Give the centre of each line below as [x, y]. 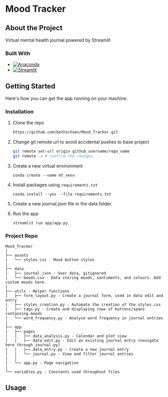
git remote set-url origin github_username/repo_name [71, 152]
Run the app [26, 214]
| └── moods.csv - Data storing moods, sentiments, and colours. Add [83, 278]
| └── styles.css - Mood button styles [50, 260]
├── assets [17, 256]
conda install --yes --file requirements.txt [62, 194]
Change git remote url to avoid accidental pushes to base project [81, 142]
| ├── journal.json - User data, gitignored [56, 274]
